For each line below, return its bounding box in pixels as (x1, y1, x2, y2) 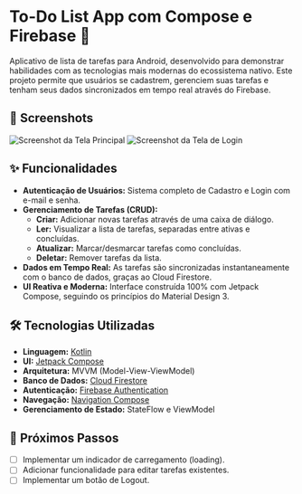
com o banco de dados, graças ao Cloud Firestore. (22, 271, 212, 282)
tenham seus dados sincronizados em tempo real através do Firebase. (9, 84, 271, 95)
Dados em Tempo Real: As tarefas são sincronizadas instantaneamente (22, 261, 290, 272)
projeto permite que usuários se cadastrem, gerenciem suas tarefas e (9, 74, 269, 85)
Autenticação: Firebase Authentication (22, 385, 169, 395)
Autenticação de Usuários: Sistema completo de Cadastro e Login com (22, 185, 291, 195)
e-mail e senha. (22, 195, 81, 205)
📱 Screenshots (9, 110, 94, 126)
